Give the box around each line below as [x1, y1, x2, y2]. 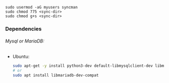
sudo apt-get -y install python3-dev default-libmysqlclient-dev [12, 63, 153, 68]
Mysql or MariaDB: [5, 38, 44, 44]
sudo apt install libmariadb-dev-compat [12, 72, 99, 78]
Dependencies [5, 25, 42, 32]
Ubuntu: [12, 54, 30, 60]
